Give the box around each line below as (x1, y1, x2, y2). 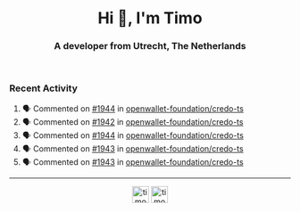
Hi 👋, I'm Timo (97, 8, 203, 29)
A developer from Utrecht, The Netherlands (54, 40, 246, 53)
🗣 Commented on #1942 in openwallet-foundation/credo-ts (21, 116, 244, 127)
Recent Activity (9, 82, 79, 94)
